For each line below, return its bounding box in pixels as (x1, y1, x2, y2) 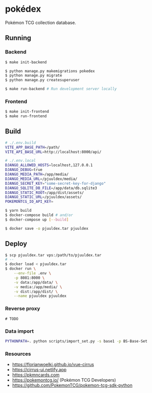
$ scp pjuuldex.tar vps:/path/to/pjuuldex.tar (5, 252, 102, 258)
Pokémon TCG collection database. (5, 20, 76, 25)
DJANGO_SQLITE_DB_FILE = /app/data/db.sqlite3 (5, 185, 97, 191)
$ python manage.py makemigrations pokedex (5, 69, 95, 74)
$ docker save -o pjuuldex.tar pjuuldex (5, 226, 89, 231)
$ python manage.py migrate (5, 73, 63, 78)
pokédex (5, 3, 42, 15)
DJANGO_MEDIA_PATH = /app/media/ (5, 172, 69, 177)
